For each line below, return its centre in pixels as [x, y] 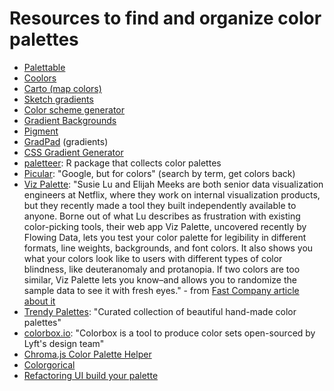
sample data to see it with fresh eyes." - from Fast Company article [161, 290]
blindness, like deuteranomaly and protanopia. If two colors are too [162, 269]
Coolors [40, 78]
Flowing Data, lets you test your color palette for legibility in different [165, 237]
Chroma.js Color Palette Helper [87, 354]
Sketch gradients [58, 99]
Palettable [44, 67]
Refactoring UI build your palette [91, 375]
